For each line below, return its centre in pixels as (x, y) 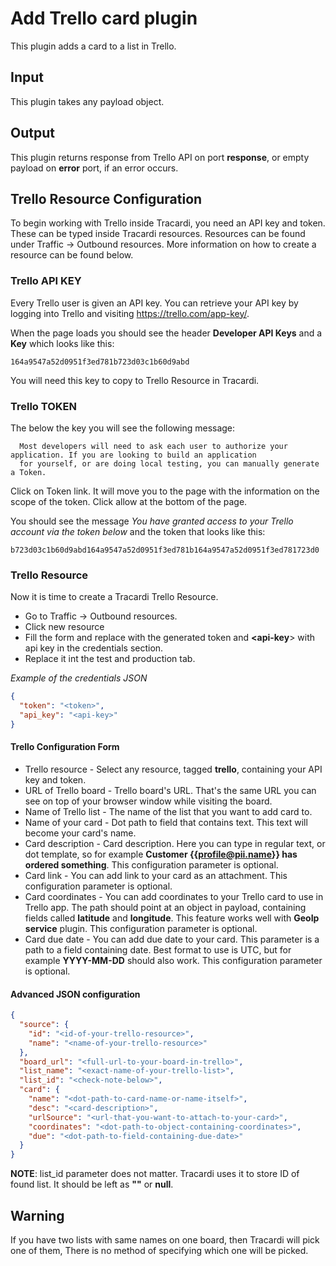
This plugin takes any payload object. (87, 101)
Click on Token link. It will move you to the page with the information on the (165, 491)
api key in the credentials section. (94, 648)
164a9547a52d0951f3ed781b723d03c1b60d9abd (100, 362)
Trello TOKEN (43, 406)
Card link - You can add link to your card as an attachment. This (156, 875)
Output (32, 133)
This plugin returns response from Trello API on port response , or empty (160, 157)
